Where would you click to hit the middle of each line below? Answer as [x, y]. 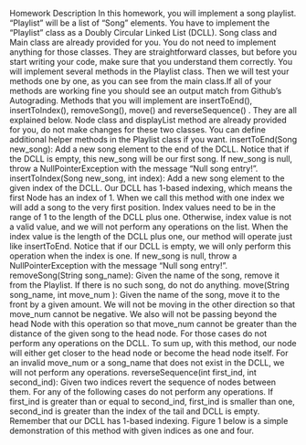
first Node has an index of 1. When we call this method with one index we [147, 197]
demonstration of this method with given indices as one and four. [132, 430]
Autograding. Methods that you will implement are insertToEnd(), [131, 101]
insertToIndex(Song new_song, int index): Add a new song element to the [147, 178]
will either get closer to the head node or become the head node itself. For [149, 353]
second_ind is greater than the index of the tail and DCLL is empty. [135, 411]
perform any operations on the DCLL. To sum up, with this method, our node [153, 343]
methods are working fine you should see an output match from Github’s [146, 91]
